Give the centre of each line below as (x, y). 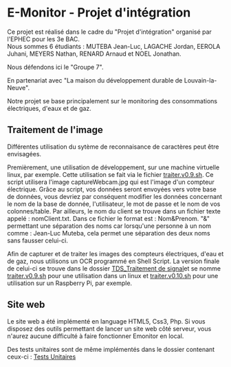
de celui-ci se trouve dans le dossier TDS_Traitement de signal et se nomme (114, 268)
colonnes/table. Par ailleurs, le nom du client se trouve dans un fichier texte (114, 211)
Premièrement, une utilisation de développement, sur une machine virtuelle (113, 167)
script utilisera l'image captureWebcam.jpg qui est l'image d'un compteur (111, 182)
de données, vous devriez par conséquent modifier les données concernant (114, 196)
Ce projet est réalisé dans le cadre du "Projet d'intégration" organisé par (109, 32)
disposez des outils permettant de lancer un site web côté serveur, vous (109, 328)
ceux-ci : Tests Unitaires (42, 357)
